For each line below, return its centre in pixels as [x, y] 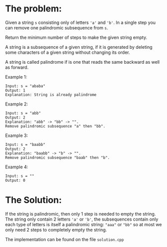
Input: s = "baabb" [25, 144]
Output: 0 [15, 180]
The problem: [34, 9]
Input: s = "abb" [23, 113]
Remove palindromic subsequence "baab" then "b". [58, 157]
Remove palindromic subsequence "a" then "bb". [55, 126]
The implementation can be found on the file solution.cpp [65, 239]
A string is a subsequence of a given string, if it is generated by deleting [79, 47]
